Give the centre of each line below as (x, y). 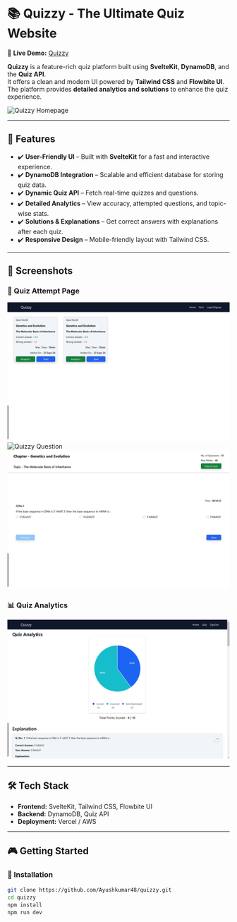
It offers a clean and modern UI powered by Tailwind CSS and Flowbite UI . (116, 81)
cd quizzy (22, 898)
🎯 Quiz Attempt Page (43, 291)
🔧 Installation (30, 874)
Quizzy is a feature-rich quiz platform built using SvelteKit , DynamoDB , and (118, 66)
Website (32, 34)
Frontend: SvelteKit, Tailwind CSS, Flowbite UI (85, 806)
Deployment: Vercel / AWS (57, 821)
